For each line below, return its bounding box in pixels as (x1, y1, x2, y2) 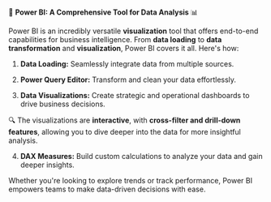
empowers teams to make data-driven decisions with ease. (8, 184, 206, 194)
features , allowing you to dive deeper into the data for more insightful (8, 127, 241, 136)
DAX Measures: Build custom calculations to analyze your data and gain (19, 152, 263, 161)
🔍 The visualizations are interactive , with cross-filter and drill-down (8, 115, 241, 125)
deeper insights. (19, 160, 75, 170)
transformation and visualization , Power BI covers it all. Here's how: (8, 44, 239, 53)
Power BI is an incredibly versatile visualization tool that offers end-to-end (8, 26, 259, 36)
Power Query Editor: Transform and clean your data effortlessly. (19, 75, 237, 84)
